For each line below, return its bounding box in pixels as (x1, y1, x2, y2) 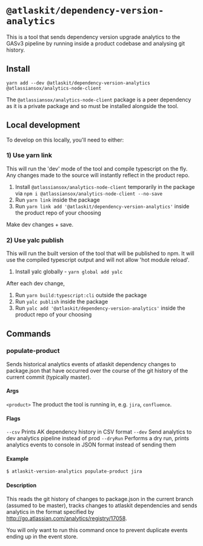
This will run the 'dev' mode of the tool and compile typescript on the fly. (6, 165, 188, 172)
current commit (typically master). (6, 373, 92, 381)
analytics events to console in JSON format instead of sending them (6, 441, 176, 448)
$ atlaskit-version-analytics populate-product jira (6, 468, 142, 475)
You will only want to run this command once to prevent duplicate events (6, 526, 188, 533)
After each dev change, (6, 280, 65, 287)
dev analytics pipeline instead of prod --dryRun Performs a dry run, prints (6, 435, 190, 442)
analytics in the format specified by (6, 508, 95, 515)
